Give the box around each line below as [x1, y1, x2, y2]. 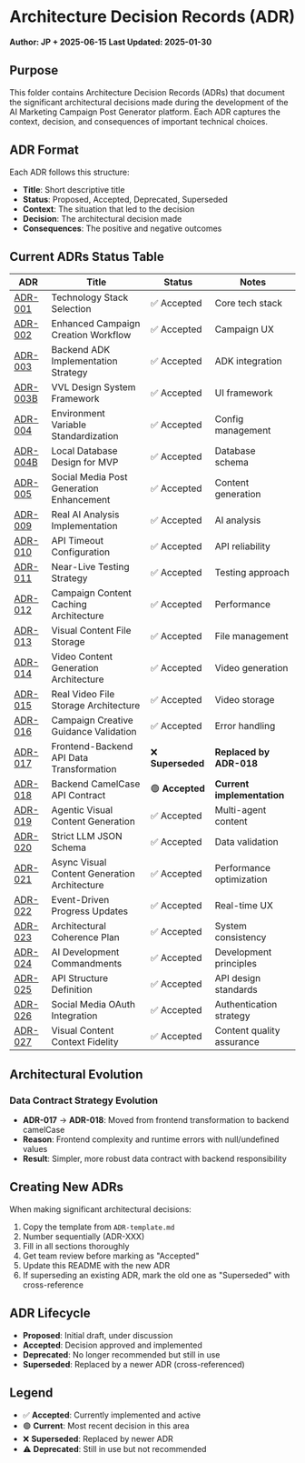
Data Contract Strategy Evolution [9, 1094, 159, 1107]
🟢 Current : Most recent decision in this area [22, 1420, 190, 1431]
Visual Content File [51, 625, 132, 637]
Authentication [214, 998, 278, 1011]
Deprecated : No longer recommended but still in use [22, 1348, 221, 1360]
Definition [51, 984, 93, 997]
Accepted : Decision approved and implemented [22, 1339, 202, 1350]
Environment [51, 407, 106, 420]
